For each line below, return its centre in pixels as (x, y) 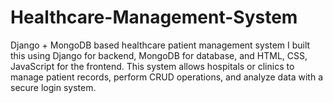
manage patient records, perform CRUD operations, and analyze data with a (167, 77)
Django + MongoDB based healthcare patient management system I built (160, 45)
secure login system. (53, 87)
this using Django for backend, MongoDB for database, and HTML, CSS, (159, 55)
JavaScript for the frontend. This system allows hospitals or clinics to (152, 66)
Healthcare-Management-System (154, 17)
